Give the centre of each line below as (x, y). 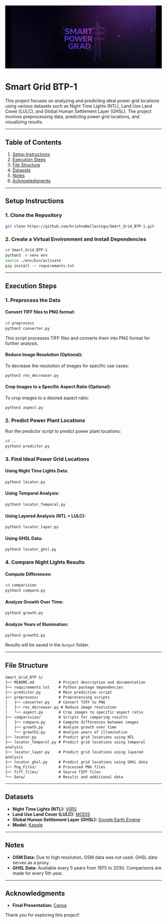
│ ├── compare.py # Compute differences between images (72, 722)
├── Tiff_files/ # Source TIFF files (53, 772)
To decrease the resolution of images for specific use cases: (67, 366)
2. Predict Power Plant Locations (45, 420)
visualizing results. (24, 122)
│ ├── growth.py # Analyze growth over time (61, 727)
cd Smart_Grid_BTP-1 (27, 250)
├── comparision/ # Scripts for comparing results (66, 717)
